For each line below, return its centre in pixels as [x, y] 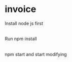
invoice [21, 9]
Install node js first [24, 23]
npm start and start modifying [36, 54]
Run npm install [21, 39]
